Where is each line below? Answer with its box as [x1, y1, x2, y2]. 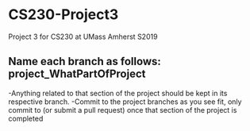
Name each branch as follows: [8, 55, 161, 68]
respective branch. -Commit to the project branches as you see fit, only [8, 97, 242, 106]
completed [8, 114, 44, 123]
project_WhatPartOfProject [8, 67, 146, 81]
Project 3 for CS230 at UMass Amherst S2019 [8, 32, 158, 41]
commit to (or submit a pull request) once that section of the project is [8, 105, 237, 114]
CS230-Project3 [8, 6, 119, 24]
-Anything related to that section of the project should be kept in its [8, 88, 228, 98]
